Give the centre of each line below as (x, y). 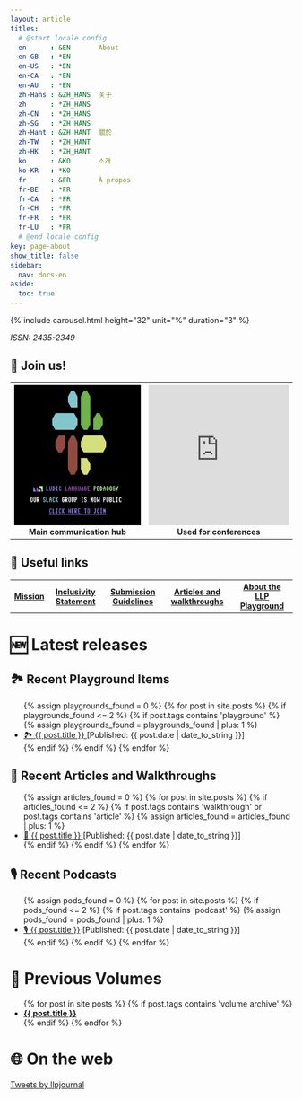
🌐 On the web (62, 1059)
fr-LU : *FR (44, 228)
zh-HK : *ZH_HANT (55, 152)
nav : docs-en (43, 275)
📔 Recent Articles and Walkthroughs (113, 776)
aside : (22, 284)
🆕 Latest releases (79, 644)
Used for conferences (219, 532)
